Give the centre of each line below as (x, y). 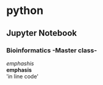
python (25, 11)
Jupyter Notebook (42, 33)
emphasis (19, 70)
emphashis (20, 63)
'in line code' (23, 76)
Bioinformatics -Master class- (52, 50)
